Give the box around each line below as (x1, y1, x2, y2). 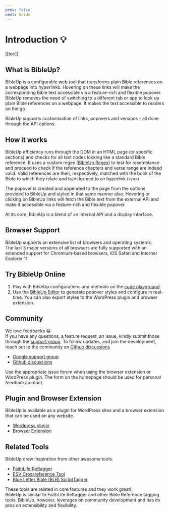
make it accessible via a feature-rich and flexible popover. (5, 201, 126, 208)
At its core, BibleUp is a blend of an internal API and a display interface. (5, 212, 153, 218)
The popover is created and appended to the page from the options (5, 185, 146, 192)
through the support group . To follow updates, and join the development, (5, 338, 156, 344)
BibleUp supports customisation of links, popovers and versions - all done (5, 116, 159, 122)
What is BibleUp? (5, 65, 61, 74)
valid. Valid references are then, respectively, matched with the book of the (5, 170, 161, 177)
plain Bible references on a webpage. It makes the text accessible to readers (5, 100, 164, 107)
